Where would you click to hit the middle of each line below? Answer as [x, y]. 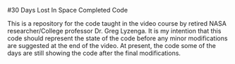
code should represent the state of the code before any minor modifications [117, 38]
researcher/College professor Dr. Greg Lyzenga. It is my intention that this [114, 31]
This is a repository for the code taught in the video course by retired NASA [117, 23]
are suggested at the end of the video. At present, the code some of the [112, 46]
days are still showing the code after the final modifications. [94, 53]
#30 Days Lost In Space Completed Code [68, 10]
